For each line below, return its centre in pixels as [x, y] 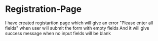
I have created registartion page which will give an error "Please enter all [79, 23]
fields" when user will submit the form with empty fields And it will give [77, 28]
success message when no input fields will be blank [58, 33]
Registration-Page [43, 9]
